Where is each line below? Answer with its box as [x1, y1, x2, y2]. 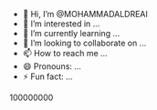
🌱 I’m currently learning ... [22, 28, 120, 38]
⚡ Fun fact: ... [22, 71, 73, 82]
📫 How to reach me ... [22, 48, 108, 58]
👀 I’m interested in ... [22, 18, 100, 29]
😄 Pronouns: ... [22, 61, 82, 72]
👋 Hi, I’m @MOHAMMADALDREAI [22, 9, 149, 19]
